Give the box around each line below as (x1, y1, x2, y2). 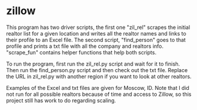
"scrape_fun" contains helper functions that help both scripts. (6, 48, 157, 56)
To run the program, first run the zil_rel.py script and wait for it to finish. (6, 60, 180, 67)
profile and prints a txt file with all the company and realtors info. (6, 43, 164, 50)
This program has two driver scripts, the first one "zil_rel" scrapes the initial (6, 24, 190, 31)
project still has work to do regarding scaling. (6, 96, 117, 104)
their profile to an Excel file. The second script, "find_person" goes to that (6, 36, 186, 43)
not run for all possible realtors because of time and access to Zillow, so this (6, 90, 192, 98)
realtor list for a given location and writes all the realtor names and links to (6, 30, 186, 37)
